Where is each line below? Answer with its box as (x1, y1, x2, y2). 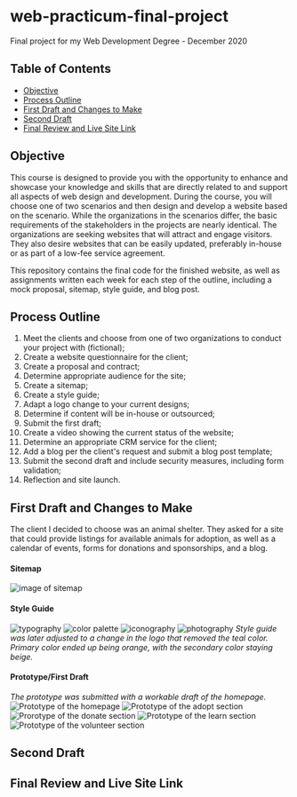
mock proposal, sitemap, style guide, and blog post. (10, 283, 201, 294)
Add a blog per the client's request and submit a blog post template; (22, 446, 273, 457)
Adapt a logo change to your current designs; (22, 399, 190, 410)
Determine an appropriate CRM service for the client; (22, 437, 218, 448)
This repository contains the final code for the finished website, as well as (10, 265, 281, 275)
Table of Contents (10, 61, 112, 76)
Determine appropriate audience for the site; (22, 371, 186, 381)
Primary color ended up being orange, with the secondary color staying (10, 642, 274, 652)
